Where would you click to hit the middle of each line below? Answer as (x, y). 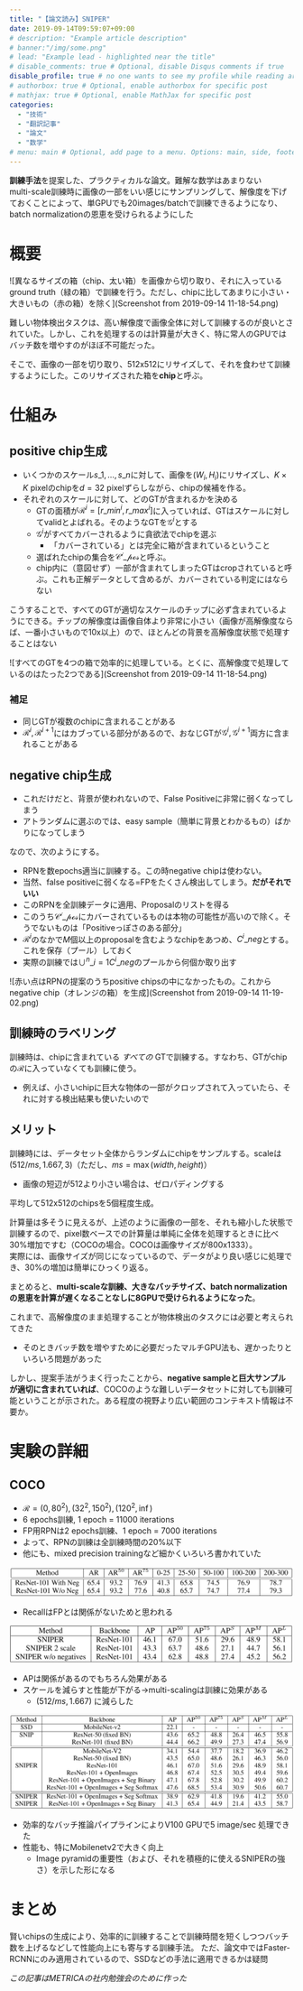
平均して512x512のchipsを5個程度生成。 (84, 1203)
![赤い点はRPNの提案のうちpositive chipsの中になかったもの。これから (141, 981)
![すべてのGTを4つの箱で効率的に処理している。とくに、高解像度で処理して (150, 662)
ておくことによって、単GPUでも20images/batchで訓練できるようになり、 (146, 202)
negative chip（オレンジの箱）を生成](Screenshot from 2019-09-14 (134, 992)
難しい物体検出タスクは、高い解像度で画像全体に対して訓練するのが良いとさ (151, 322)
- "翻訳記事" (39, 124)
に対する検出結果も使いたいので (90, 1098)
